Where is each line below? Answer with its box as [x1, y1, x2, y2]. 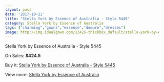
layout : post [5, 7, 32, 12]
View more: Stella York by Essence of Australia [5, 72, 99, 77]
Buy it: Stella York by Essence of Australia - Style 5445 [5, 62, 116, 68]
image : [5, 30, 19, 35]
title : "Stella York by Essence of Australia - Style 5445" [5, 16, 130, 21]
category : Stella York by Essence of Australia [5, 20, 104, 26]
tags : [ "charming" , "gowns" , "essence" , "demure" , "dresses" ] [5, 25, 125, 30]
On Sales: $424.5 [5, 53, 41, 59]
